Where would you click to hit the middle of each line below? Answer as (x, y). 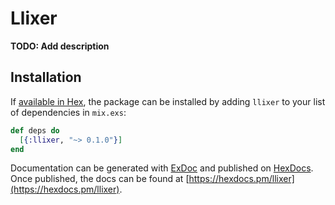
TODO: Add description (60, 46)
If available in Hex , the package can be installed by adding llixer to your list (168, 101)
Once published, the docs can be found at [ (100, 179)
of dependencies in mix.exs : (68, 112)
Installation (46, 77)
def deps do (35, 130)
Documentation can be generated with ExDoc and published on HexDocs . (162, 168)
